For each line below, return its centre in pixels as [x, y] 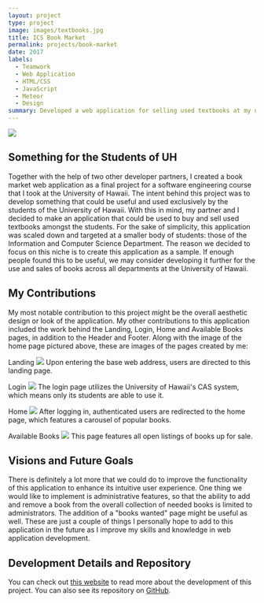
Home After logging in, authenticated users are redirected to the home [127, 411]
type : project [31, 23]
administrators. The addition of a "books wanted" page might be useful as [128, 513]
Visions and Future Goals [71, 461]
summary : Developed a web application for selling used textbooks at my [130, 111]
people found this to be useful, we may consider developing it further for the [132, 260]
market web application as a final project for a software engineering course [130, 184]
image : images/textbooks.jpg [56, 30]
